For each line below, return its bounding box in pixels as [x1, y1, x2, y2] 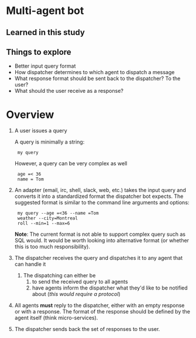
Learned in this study [6, 27, 85, 37]
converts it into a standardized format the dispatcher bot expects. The [14, 193, 184, 200]
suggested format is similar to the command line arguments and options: [14, 199, 190, 206]
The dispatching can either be [23, 272, 96, 279]
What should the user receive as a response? [14, 88, 124, 95]
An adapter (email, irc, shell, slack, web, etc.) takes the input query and [14, 187, 186, 194]
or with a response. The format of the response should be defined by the [14, 308, 190, 315]
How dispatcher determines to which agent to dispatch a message [14, 69, 175, 76]
